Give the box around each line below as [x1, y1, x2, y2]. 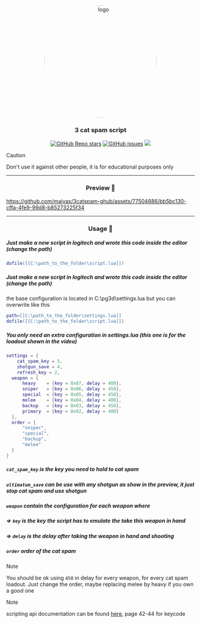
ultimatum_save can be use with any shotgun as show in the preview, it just [6, 481, 194, 488]
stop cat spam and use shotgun [6, 487, 87, 494]
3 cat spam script [74, 126, 127, 134]
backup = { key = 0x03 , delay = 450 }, [22, 402, 122, 408]
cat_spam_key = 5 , [17, 358, 63, 364]
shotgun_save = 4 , [17, 364, 63, 369]
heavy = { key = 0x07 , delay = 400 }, [22, 380, 122, 387]
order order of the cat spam [6, 548, 77, 555]
